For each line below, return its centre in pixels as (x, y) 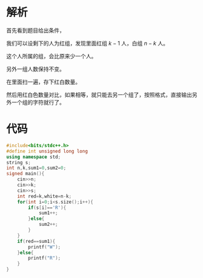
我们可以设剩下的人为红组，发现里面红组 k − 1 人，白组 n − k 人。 (87, 43)
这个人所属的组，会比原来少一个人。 (52, 56)
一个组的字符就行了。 (38, 102)
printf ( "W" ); (45, 247)
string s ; (19, 162)
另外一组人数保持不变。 (35, 69)
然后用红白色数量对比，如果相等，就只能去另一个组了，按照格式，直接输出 (99, 94)
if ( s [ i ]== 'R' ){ (47, 207)
